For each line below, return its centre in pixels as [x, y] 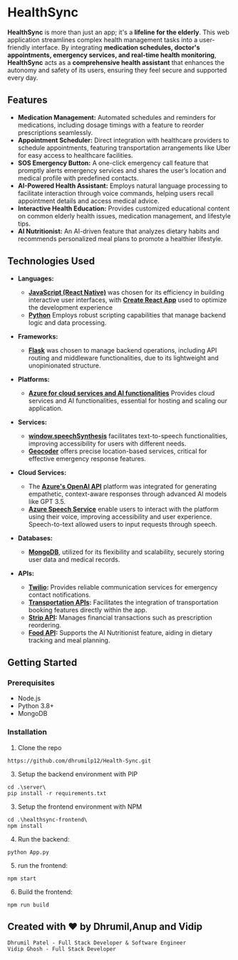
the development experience [70, 307]
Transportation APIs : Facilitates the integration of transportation [123, 602]
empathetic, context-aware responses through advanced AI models [128, 494]
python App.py [29, 852]
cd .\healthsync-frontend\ [47, 819]
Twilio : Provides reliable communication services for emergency [123, 587]
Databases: [35, 538]
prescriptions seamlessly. [55, 132]
